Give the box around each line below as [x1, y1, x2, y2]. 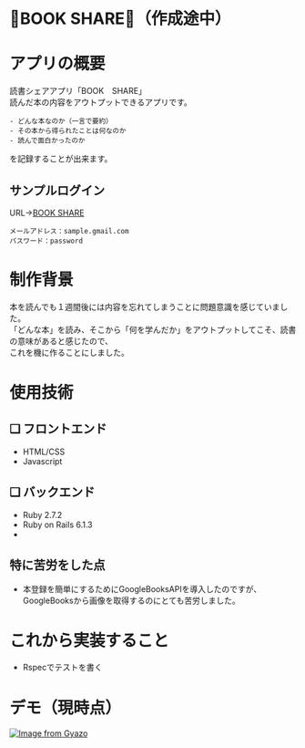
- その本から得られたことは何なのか [9, 127, 127, 136]
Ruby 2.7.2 [22, 509, 63, 520]
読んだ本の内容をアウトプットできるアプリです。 [9, 97, 193, 108]
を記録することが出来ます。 [9, 153, 113, 164]
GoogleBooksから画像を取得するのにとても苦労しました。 [22, 595, 241, 606]
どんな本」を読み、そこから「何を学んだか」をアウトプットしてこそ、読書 [16, 324, 297, 335]
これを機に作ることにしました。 [9, 347, 129, 358]
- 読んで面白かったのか [9, 136, 86, 146]
